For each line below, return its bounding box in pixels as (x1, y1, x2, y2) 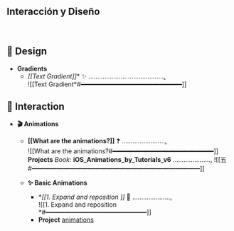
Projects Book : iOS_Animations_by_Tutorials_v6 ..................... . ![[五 (27, 155, 227, 164)
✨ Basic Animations (27, 178, 87, 188)
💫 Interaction (6, 101, 65, 113)
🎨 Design (6, 46, 48, 58)
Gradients (16, 64, 48, 73)
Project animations (38, 215, 94, 224)
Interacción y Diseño (6, 6, 100, 18)
